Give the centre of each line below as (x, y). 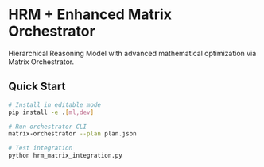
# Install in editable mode (55, 104)
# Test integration (41, 148)
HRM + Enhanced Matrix (90, 15)
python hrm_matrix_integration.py (66, 156)
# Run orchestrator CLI (48, 127)
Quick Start (37, 87)
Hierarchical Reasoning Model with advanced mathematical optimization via (132, 53)
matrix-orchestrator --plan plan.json (72, 134)
